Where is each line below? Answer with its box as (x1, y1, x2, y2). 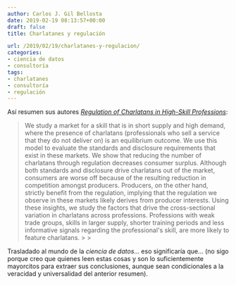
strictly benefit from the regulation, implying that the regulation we (24, 189, 217, 197)
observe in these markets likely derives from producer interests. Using (24, 196, 229, 205)
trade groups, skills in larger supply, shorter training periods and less (24, 219, 225, 227)
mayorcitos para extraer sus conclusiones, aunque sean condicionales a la (7, 262, 224, 271)
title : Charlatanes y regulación (7, 30, 106, 37)
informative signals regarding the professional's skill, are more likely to (24, 226, 230, 234)
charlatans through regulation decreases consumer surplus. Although (24, 159, 227, 167)
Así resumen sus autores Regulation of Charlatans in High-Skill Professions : (7, 108, 228, 116)
